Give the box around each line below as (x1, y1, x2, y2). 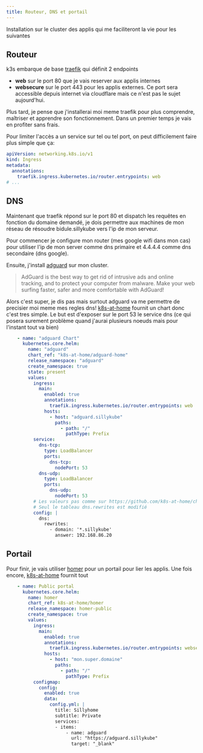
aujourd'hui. (14, 96, 45, 104)
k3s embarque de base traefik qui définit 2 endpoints (6, 65, 139, 73)
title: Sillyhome (54, 707, 98, 714)
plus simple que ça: (6, 139, 55, 147)
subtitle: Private (54, 712, 101, 718)
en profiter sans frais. (6, 121, 60, 128)
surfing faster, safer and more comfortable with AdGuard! (21, 286, 164, 293)
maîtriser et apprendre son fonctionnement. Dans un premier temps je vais (6, 114, 192, 122)
